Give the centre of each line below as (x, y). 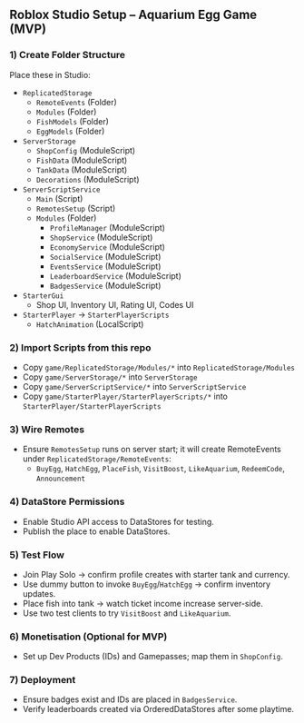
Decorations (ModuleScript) (88, 179)
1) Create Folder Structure (67, 55)
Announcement (61, 479)
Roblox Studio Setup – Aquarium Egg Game (133, 15)
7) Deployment (43, 680)
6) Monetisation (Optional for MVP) (88, 637)
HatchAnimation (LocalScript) (90, 324)
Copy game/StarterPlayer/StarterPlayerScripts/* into (125, 396)
